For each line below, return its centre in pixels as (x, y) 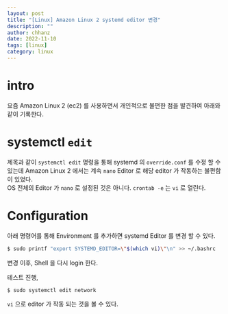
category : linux (30, 52)
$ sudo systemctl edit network (52, 290)
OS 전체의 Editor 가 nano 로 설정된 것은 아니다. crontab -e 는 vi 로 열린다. (106, 188)
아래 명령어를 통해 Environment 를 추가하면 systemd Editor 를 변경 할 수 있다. (111, 236)
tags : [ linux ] (27, 45)
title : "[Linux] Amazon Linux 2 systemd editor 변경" (84, 20)
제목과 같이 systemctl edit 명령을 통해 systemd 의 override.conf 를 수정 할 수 (114, 162)
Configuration (48, 216)
